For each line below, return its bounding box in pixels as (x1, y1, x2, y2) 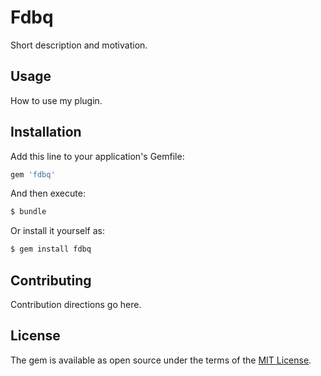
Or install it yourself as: (10, 225, 105, 237)
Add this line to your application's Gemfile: (10, 150, 185, 162)
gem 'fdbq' (10, 169, 56, 180)
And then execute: (10, 187, 86, 200)
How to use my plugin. (10, 94, 103, 106)
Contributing (10, 272, 92, 289)
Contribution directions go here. (10, 299, 142, 310)
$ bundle (10, 207, 47, 217)
